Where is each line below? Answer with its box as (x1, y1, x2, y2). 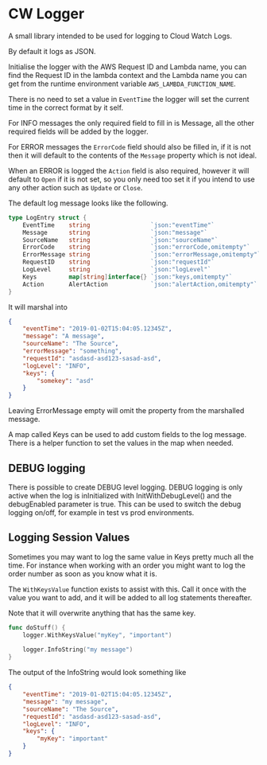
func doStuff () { (8, 623, 66, 631)
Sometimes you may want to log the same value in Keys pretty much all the (8, 552, 254, 561)
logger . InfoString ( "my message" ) (22, 646, 133, 654)
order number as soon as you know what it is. (8, 568, 157, 578)
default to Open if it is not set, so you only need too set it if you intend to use (8, 174, 256, 184)
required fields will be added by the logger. (8, 127, 149, 136)
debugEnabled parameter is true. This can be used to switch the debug (8, 499, 242, 509)
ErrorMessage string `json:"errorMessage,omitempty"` (22, 251, 261, 259)
